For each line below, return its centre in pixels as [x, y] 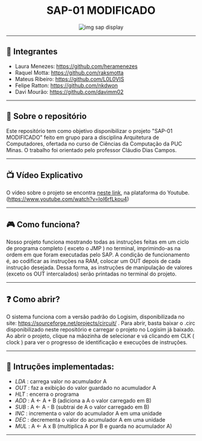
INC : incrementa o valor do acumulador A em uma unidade [88, 413]
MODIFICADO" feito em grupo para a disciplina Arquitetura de [83, 137]
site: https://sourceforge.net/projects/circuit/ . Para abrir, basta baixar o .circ [101, 323]
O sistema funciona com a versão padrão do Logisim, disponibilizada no [96, 317]
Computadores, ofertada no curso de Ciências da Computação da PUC [94, 143]
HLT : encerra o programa [47, 394]
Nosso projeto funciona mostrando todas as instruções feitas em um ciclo [98, 242]
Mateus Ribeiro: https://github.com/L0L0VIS [69, 79]
